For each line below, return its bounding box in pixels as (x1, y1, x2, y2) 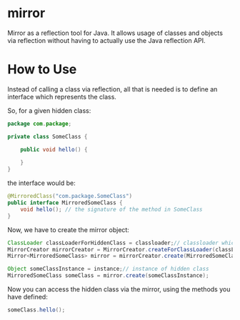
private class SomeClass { (7, 133, 88, 140)
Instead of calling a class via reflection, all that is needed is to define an (7, 84, 218, 94)
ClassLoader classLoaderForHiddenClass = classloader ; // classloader (7, 239, 219, 246)
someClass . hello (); (7, 306, 66, 314)
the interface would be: (7, 179, 76, 187)
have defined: (7, 293, 48, 301)
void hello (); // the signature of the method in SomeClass (20, 206, 203, 213)
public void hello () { (20, 146, 88, 153)
